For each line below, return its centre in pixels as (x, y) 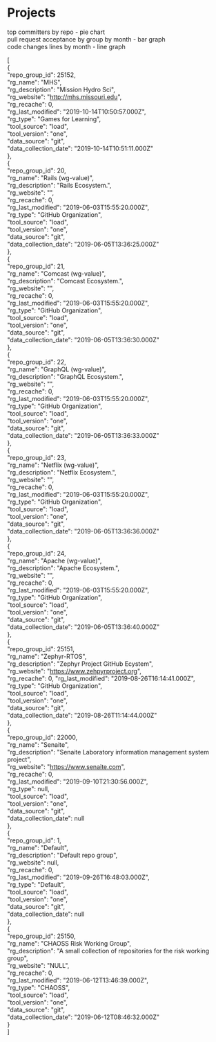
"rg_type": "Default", (36, 884)
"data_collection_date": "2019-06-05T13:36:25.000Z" (83, 244)
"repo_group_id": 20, (37, 170)
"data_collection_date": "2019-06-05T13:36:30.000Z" (84, 339)
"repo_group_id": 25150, (41, 936)
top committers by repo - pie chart (56, 32)
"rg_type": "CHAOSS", (39, 987)
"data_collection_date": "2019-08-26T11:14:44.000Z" (82, 715)
